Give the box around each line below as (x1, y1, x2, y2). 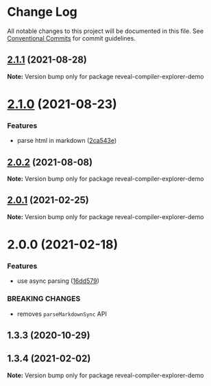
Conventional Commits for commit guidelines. (7, 34, 136, 42)
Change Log (7, 4, 77, 20)
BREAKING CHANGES (7, 294, 81, 304)
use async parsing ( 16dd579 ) (16, 277, 99, 285)
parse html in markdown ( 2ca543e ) (16, 137, 117, 145)
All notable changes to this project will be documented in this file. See (7, 27, 204, 35)
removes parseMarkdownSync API (16, 310, 108, 318)
